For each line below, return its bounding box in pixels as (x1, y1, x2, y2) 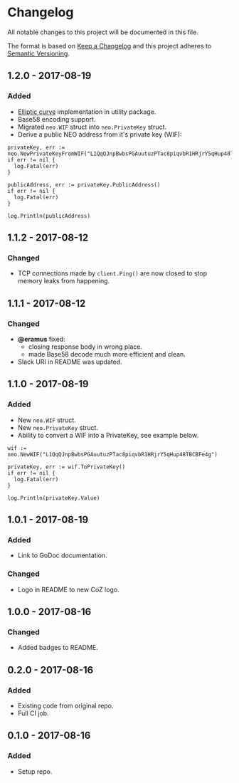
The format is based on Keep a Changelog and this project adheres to (7, 41, 212, 50)
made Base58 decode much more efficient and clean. (28, 350, 186, 358)
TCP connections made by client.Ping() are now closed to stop (17, 269, 208, 278)
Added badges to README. (17, 643, 98, 652)
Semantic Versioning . (7, 49, 70, 58)
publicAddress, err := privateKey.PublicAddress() (7, 181, 161, 189)
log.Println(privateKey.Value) (7, 494, 100, 502)
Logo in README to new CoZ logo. (17, 585, 119, 594)
